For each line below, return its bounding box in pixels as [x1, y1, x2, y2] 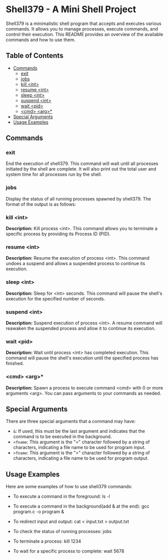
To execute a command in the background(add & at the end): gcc [13, 503, 150, 510]
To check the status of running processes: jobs [13, 528, 112, 535]
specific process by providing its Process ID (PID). [6, 231, 111, 237]
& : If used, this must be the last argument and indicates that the [13, 428, 145, 434]
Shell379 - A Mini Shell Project [6, 4, 137, 15]
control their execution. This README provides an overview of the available [6, 31, 163, 37]
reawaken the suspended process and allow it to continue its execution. [6, 325, 156, 331]
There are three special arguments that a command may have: [6, 418, 136, 425]
